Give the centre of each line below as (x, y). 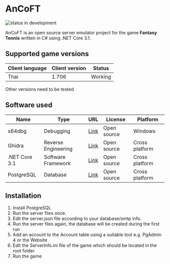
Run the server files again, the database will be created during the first (86, 224)
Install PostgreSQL (32, 208)
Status (101, 68)
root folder (24, 251)
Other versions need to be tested (40, 89)
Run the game (27, 256)
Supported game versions (47, 54)
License (116, 119)
